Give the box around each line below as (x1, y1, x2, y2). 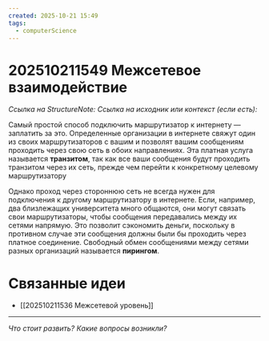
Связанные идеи (8, 274, 126, 292)
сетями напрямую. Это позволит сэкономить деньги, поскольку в (8, 221, 235, 231)
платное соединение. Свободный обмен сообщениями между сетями (8, 238, 250, 247)
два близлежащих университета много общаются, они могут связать (8, 203, 247, 213)
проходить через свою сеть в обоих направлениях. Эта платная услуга (8, 146, 254, 155)
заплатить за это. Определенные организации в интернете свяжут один (8, 129, 256, 138)
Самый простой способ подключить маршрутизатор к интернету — (8, 120, 242, 130)
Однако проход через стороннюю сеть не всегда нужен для (8, 187, 215, 196)
